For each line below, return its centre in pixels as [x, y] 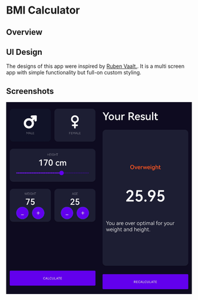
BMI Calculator [43, 10]
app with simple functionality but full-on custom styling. [74, 73]
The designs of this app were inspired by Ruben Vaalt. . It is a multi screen [95, 66]
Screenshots [30, 91]
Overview [24, 32]
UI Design [24, 52]
